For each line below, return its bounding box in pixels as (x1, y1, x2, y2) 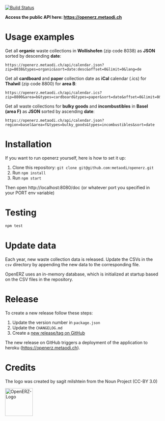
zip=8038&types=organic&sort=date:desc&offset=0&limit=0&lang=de (5, 67, 141, 71)
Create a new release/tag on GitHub (12, 330, 85, 336)
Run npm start (12, 175, 42, 181)
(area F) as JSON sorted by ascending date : (5, 108, 95, 114)
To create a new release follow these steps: (5, 310, 93, 316)
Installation (5, 139, 52, 150)
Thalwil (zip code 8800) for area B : (5, 80, 77, 86)
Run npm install (12, 170, 46, 175)
